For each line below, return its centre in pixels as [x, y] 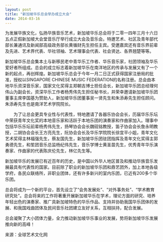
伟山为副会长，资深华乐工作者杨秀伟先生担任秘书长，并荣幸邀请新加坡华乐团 [81, 92]
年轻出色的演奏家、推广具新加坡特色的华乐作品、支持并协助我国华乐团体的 [79, 202]
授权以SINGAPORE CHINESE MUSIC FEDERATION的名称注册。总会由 [82, 80]
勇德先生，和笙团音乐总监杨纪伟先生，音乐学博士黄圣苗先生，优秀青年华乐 [79, 145]
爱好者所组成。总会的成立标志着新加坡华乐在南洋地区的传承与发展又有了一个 [81, 68]
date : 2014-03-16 [23, 18]
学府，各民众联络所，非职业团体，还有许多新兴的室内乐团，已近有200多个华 [81, 173]
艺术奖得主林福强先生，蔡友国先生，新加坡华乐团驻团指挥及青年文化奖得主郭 [81, 138]
